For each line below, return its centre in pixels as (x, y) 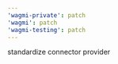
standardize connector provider (59, 52)
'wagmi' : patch (32, 23)
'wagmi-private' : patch (47, 15)
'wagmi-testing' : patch (47, 30)
